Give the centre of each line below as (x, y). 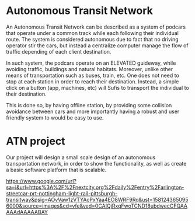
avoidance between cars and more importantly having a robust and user (93, 111)
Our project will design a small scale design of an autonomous (81, 157)
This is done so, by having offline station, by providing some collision (89, 105)
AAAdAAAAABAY (27, 212)
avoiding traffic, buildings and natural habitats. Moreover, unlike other (90, 69)
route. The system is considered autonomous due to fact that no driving (93, 39)
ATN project (36, 141)
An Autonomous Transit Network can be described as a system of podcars (96, 27)
